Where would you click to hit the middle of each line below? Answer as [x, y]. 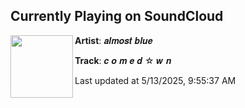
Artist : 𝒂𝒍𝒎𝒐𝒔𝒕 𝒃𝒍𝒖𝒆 [113, 40]
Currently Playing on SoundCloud [117, 16]
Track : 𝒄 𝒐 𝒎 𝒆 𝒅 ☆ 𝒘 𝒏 [123, 60]
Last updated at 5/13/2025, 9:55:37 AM [155, 80]
